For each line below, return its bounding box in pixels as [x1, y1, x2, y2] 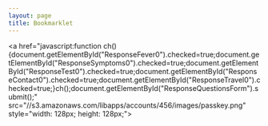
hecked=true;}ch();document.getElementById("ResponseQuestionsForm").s [8, 83, 258, 93]
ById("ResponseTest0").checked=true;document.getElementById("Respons [8, 66, 258, 76]
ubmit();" [8, 92, 38, 101]
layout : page [8, 11, 52, 20]
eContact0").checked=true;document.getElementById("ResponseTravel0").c [8, 75, 261, 85]
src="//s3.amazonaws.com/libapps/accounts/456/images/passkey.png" [8, 100, 246, 110]
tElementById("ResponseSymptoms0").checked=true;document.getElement [8, 57, 259, 68]
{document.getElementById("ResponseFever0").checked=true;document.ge [8, 49, 260, 59]
